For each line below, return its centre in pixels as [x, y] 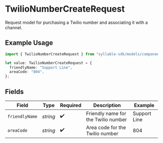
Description [107, 105]
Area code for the [106, 127]
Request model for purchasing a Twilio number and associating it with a [76, 22]
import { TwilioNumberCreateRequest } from [50, 54]
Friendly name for [106, 113]
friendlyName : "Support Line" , [41, 67]
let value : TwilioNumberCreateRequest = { [49, 63]
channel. [14, 27]
